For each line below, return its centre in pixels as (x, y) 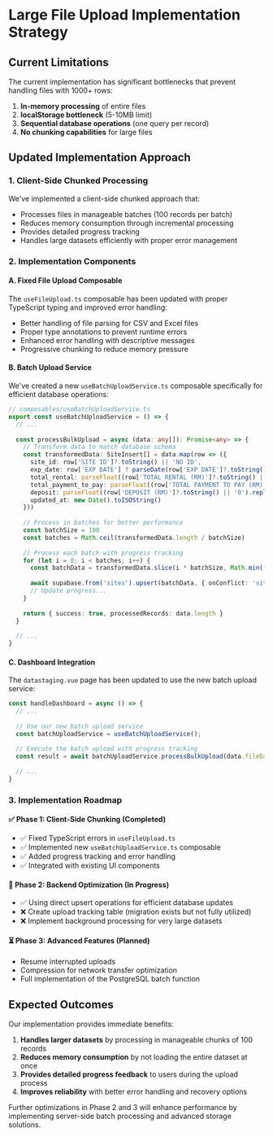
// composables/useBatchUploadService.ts (80, 409)
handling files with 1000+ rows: (61, 90)
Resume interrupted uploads (68, 962)
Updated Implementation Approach (100, 157)
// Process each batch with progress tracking (103, 553)
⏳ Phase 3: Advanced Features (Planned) (79, 940)
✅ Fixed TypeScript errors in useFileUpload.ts (98, 838)
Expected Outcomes (61, 1005)
